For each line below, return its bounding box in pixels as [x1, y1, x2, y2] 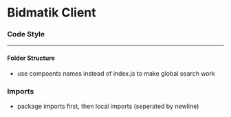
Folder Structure [7, 54, 55, 63]
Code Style [7, 30, 45, 39]
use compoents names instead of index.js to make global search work [16, 69, 215, 77]
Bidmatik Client [7, 5, 96, 21]
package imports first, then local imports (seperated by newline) [16, 102, 199, 110]
